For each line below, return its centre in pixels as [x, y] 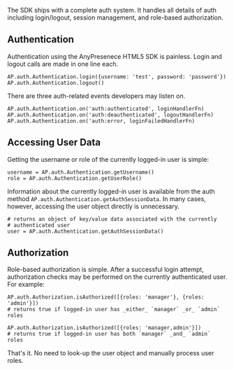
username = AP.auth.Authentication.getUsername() [81, 172]
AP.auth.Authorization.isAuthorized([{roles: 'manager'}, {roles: [106, 297]
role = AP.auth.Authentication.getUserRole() [74, 178]
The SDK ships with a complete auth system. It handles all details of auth [112, 10]
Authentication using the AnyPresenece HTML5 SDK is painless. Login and [115, 56]
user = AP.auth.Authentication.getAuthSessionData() [86, 231]
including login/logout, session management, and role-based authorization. [115, 18]
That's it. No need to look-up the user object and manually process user [111, 353]
